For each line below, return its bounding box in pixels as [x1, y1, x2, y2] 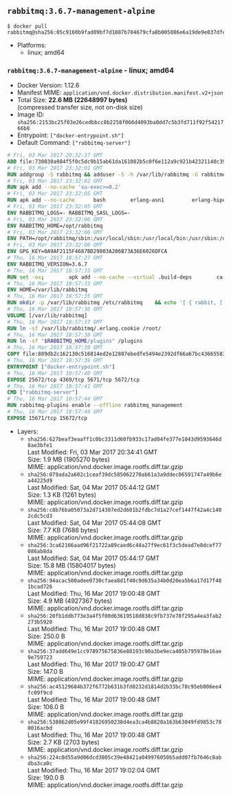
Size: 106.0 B [27, 702, 64, 710]
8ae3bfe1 [27, 441, 53, 448]
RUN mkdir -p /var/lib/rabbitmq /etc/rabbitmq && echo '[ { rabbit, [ [7, 299, 223, 306]
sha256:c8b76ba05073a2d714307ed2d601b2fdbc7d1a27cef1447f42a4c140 [27, 506, 222, 513]
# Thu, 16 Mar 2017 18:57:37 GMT [7, 318, 103, 326]
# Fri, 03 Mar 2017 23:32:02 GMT [7, 177, 103, 184]
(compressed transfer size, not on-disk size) [16, 103, 143, 112]
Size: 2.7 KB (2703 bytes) [27, 738, 100, 746]
